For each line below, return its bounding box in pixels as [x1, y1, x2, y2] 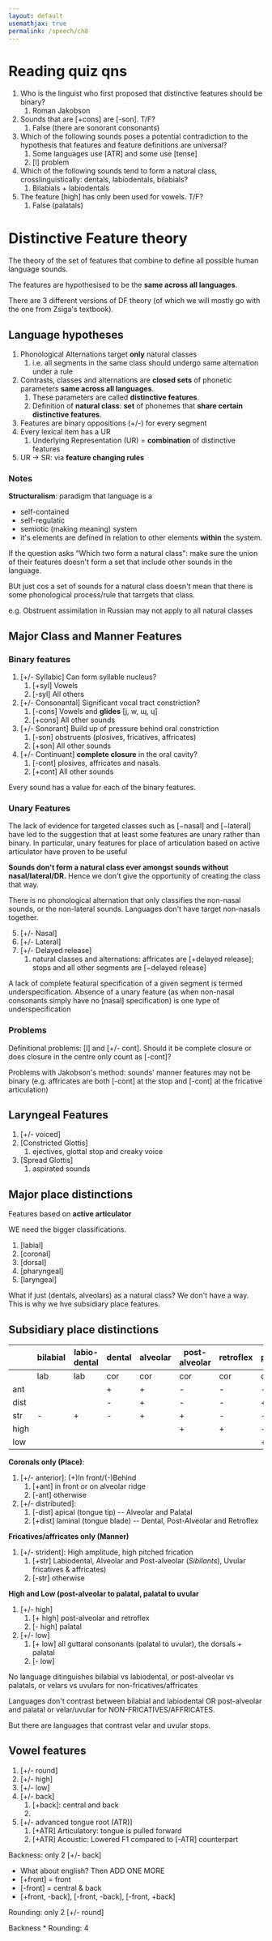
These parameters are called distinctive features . [32, 392, 200, 402]
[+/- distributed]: [19, 1499, 77, 1508]
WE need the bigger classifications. [8, 1225, 127, 1234]
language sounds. [8, 264, 69, 274]
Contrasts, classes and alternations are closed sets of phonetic [19, 375, 232, 385]
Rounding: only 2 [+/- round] [8, 1907, 104, 1917]
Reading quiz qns [8, 62, 128, 80]
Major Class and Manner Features [8, 629, 182, 643]
